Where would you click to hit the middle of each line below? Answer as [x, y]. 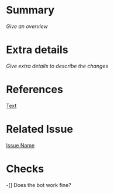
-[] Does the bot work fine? [39, 185]
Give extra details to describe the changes [57, 66]
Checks [25, 169]
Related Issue [39, 129]
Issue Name [20, 145]
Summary [30, 10]
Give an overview [27, 26]
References [34, 89]
